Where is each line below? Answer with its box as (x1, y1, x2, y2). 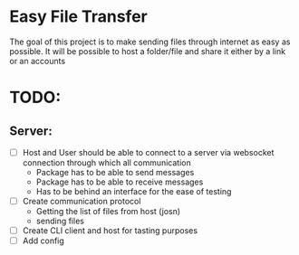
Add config (22, 235, 65, 246)
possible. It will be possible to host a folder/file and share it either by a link (9, 45, 286, 56)
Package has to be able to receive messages (35, 176, 204, 187)
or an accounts (9, 55, 66, 66)
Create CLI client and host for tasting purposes (22, 225, 198, 236)
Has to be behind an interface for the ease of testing (35, 186, 232, 196)
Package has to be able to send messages (35, 167, 195, 177)
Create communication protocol (22, 196, 141, 206)
